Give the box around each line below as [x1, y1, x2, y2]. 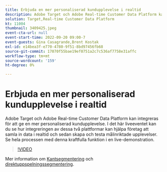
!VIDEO [17, 146, 32, 152]
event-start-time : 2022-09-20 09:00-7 [5, 35, 85, 40]
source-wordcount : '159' [5, 58, 57, 63]
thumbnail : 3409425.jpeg [5, 26, 57, 31]
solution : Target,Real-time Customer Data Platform [5, 16, 114, 21]
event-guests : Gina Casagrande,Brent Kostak [5, 40, 99, 45]
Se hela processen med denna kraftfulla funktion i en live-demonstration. [5, 137, 155, 143]
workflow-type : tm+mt [5, 53, 50, 59]
